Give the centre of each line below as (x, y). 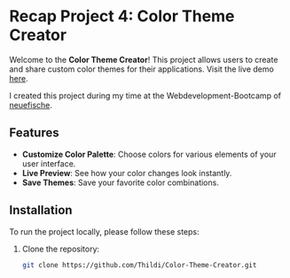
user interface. (49, 163)
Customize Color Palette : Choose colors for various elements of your (149, 154)
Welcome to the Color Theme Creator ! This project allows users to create (144, 59)
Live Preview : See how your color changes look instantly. (127, 173)
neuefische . (31, 104)
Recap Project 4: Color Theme (122, 16)
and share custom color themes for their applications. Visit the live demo (142, 69)
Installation (41, 210)
